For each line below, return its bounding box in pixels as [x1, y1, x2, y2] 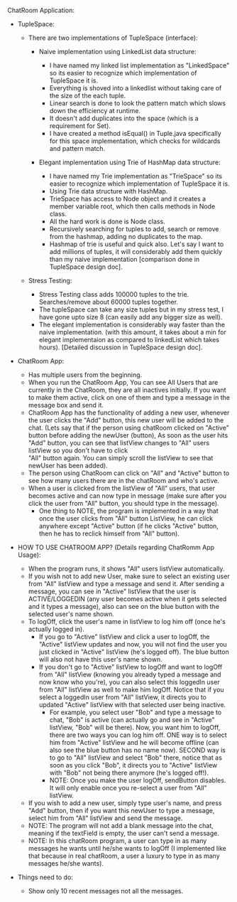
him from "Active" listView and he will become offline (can [49, 738, 219, 746]
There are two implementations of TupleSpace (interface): [28, 33, 198, 42]
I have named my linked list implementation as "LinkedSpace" [49, 61, 230, 70]
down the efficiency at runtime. [49, 107, 140, 115]
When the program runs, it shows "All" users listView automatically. [28, 565, 225, 573]
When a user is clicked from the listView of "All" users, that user [28, 484, 215, 492]
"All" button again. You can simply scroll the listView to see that [28, 454, 214, 462]
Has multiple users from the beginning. [28, 371, 143, 379]
